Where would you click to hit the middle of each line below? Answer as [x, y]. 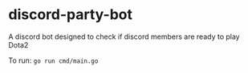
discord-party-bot [70, 15]
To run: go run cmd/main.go [53, 60]
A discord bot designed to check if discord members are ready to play [124, 36]
